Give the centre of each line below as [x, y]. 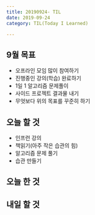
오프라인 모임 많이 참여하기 [47, 71]
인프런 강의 [28, 138]
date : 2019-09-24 [28, 18]
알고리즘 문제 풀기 [36, 153]
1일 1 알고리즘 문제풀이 [42, 86]
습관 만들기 [28, 161]
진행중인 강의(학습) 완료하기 [48, 78]
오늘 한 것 [23, 182]
